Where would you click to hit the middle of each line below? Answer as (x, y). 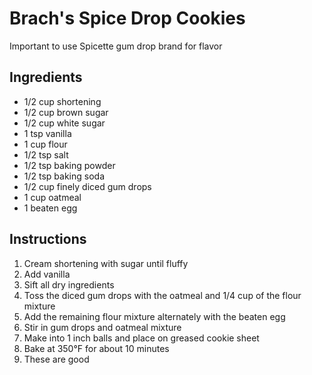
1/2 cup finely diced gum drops (87, 186)
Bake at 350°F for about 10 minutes (96, 348)
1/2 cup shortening (62, 101)
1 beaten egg (50, 208)
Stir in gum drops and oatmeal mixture (102, 327)
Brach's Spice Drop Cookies (127, 18)
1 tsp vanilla (47, 133)
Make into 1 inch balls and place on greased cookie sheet (141, 338)
